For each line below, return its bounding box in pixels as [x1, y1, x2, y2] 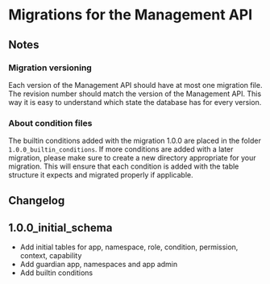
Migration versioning [8, 62, 93, 73]
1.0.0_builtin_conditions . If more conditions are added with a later [8, 144, 234, 154]
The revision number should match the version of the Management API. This [8, 89, 262, 98]
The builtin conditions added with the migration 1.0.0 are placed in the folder [8, 136, 262, 146]
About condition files [8, 117, 93, 128]
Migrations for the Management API [8, 6, 253, 24]
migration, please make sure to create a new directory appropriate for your [8, 153, 256, 163]
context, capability [19, 251, 82, 261]
